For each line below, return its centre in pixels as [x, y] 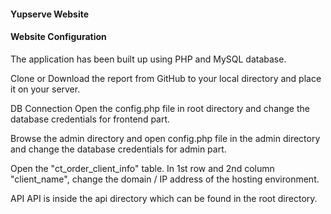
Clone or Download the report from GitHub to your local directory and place [166, 78]
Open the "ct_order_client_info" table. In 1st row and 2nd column [142, 168]
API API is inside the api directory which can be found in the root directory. [164, 198]
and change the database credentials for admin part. [118, 149]
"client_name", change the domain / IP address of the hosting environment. [165, 179]
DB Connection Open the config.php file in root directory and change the [160, 108]
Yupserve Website [50, 14]
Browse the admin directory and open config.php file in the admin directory [165, 138]
